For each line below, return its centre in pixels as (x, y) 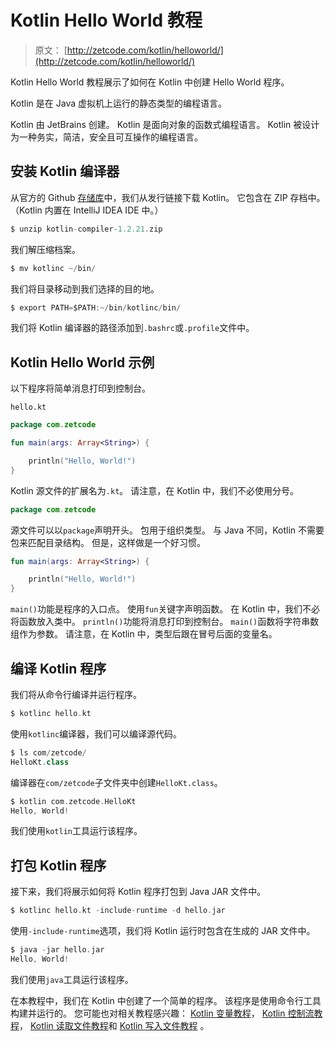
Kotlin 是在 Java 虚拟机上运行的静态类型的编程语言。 (118, 103)
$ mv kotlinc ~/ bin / (53, 268)
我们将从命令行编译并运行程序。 (76, 694)
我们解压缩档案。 (45, 249)
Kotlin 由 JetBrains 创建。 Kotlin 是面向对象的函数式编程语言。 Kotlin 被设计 (165, 124)
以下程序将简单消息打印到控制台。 (80, 388)
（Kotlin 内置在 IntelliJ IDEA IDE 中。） (87, 210)
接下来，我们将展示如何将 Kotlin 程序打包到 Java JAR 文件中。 (138, 892)
